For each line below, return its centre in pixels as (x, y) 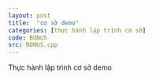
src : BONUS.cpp (33, 45)
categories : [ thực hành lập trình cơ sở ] (77, 30)
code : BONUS (28, 38)
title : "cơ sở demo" (44, 23)
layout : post (30, 15)
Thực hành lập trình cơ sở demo (60, 67)
